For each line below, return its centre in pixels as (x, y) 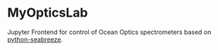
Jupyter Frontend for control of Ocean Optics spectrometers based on (109, 32)
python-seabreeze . (35, 39)
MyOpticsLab (48, 13)
